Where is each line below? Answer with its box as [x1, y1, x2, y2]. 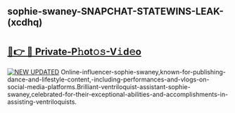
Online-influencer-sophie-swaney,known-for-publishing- [61, 68, 227, 76]
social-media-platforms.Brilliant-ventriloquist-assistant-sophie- [7, 83, 191, 91]
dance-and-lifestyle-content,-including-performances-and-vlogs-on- [7, 75, 210, 84]
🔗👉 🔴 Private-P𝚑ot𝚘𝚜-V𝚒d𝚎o [7, 46, 142, 58]
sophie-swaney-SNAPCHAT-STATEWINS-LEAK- [7, 6, 224, 18]
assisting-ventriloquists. [7, 98, 77, 106]
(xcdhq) [7, 17, 43, 29]
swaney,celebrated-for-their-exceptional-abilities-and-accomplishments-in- [7, 91, 229, 98]
